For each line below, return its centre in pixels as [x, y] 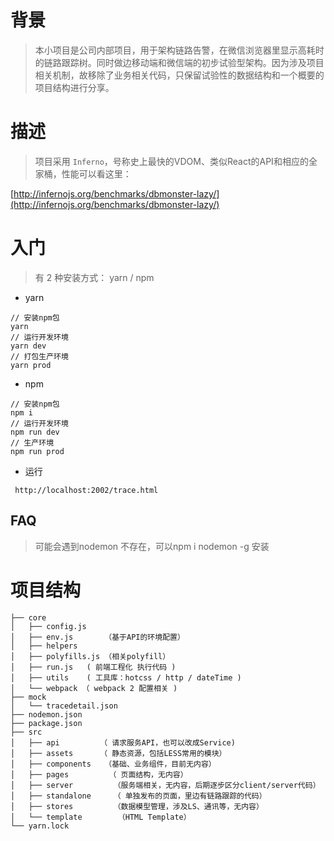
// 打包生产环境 [39, 356]
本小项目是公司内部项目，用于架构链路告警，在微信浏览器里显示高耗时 [179, 50]
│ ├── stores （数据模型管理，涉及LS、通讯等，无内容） [137, 806]
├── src [26, 732]
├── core [28, 617]
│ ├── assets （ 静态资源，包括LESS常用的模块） [118, 753]
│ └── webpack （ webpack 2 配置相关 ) [94, 688]
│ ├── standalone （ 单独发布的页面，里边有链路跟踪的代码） [138, 796]
